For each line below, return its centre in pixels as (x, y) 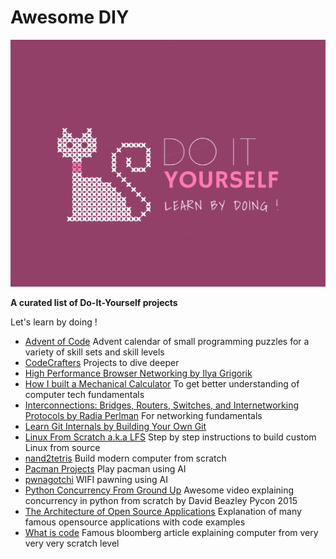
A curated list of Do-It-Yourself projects (94, 302)
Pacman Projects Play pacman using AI (105, 468)
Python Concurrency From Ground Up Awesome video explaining (159, 490)
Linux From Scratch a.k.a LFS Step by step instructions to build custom (170, 437)
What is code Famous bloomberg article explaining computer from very (171, 532)
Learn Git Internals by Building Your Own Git (115, 426)
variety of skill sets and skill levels (94, 352)
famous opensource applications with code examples (135, 522)
